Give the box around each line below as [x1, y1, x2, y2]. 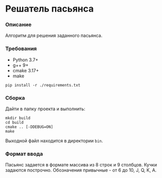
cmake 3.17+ [12, 67, 39, 73]
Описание [5, 21, 32, 28]
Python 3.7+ [12, 57, 39, 63]
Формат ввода [5, 150, 43, 157]
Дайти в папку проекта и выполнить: [5, 106, 85, 112]
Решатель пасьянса [5, 3, 94, 15]
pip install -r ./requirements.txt [5, 82, 81, 87]
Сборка [5, 94, 25, 101]
